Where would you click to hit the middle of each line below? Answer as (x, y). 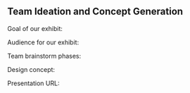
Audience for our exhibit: (43, 42)
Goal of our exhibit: (35, 28)
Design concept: (31, 69)
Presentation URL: (33, 83)
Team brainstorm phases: (44, 56)
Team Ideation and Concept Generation (95, 12)
